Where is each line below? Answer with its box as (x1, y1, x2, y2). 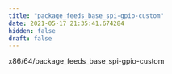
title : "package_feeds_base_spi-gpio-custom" (8, 11, 164, 20)
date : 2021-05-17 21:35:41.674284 (8, 19, 125, 27)
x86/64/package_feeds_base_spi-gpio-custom (8, 56, 165, 66)
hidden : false (8, 27, 57, 35)
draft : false (8, 34, 52, 43)
